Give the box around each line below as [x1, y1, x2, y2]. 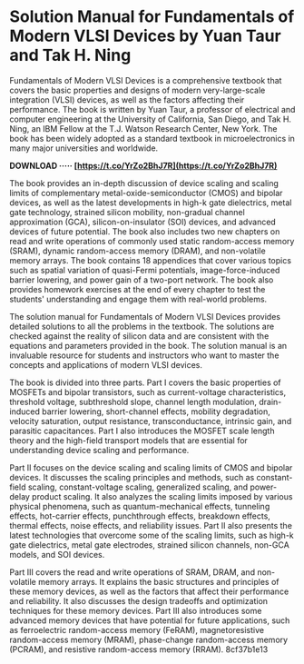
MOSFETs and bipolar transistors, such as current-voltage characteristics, [9, 386, 287, 397]
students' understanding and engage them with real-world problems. [9, 293, 268, 304]
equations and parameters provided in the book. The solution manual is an [9, 340, 288, 351]
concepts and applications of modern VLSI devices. [9, 359, 202, 370]
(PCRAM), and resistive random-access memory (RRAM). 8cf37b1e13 [9, 643, 269, 655]
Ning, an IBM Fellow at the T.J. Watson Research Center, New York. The [9, 123, 279, 134]
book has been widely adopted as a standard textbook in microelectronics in [9, 133, 295, 144]
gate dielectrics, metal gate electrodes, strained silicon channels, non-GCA [9, 539, 290, 550]
